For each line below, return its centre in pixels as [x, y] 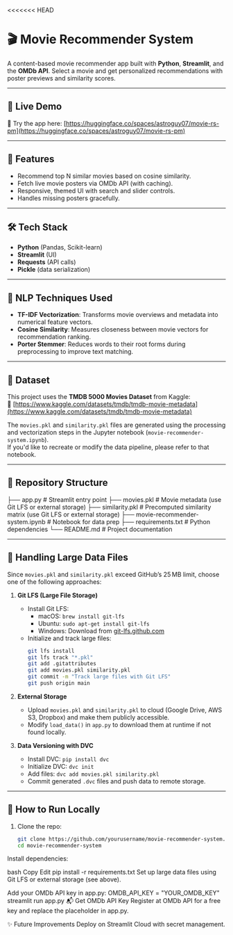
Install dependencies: [38, 859]
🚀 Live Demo [35, 107]
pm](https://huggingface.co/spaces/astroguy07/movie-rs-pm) [96, 131]
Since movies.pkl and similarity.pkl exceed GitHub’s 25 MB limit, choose [113, 574]
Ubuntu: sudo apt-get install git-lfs [94, 623]
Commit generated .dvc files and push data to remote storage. [116, 781]
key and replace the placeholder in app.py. [68, 911]
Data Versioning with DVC [55, 745]
